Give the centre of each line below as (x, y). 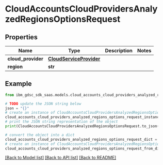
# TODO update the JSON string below (43, 104)
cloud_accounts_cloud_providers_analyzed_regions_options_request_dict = (81, 139)
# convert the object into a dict (40, 135)
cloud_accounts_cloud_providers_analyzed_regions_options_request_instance (83, 117)
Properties (21, 37)
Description (119, 51)
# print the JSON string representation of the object (62, 122)
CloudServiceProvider (74, 59)
